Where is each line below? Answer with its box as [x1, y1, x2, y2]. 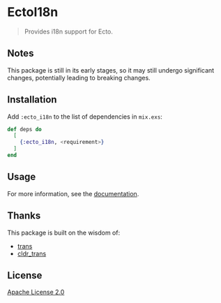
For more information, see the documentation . [7, 189, 139, 198]
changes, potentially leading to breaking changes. [7, 73, 151, 82]
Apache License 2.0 [7, 288, 65, 297]
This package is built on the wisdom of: [7, 228, 121, 237]
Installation [7, 94, 57, 105]
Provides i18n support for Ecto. [24, 27, 114, 36]
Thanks [7, 210, 41, 222]
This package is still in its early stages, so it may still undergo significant [7, 66, 215, 74]
